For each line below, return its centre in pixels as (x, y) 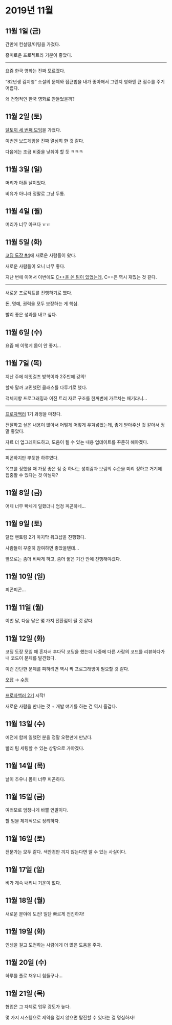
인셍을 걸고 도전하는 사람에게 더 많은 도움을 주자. (54, 945)
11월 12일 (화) (25, 638)
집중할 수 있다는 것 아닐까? (32, 475)
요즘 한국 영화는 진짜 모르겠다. (35, 71)
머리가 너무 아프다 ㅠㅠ (28, 224)
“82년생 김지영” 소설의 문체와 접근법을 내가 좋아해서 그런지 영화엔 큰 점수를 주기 (85, 82)
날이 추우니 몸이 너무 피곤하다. (35, 779)
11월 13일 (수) (25, 724)
